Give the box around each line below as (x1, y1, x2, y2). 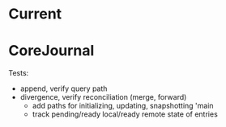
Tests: (8, 68, 29, 78)
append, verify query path (19, 84, 108, 93)
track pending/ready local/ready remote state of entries (32, 109, 219, 119)
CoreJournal (8, 42, 95, 60)
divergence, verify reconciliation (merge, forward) (19, 92, 187, 102)
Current (8, 5, 62, 23)
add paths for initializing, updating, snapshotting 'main (32, 101, 214, 111)
